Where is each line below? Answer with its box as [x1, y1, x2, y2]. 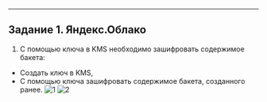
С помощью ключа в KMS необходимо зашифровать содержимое [19, 44, 245, 54]
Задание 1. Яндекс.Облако [8, 23, 147, 36]
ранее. [19, 85, 43, 94]
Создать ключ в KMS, [19, 68, 94, 77]
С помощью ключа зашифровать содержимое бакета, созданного [19, 76, 246, 85]
